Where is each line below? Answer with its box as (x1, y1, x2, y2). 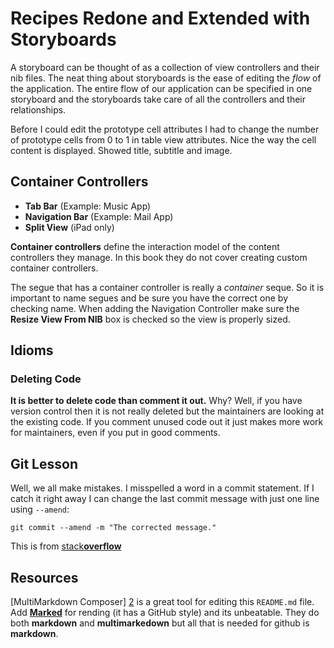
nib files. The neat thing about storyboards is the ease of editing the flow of (10, 72, 322, 84)
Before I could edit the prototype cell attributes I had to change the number (10, 123, 320, 135)
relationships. (10, 103, 67, 116)
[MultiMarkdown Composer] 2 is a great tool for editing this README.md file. (10, 596, 315, 608)
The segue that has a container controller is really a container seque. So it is (10, 281, 325, 293)
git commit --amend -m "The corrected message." (10, 523, 217, 533)
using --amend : (10, 503, 70, 516)
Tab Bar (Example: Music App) (24, 200, 152, 212)
